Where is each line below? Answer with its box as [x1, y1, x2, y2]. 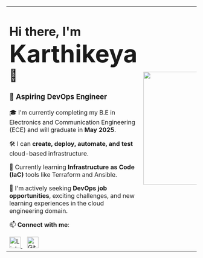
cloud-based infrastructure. [9, 149, 89, 157]
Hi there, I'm [9, 24, 82, 39]
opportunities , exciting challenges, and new [9, 191, 135, 200]
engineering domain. [9, 206, 68, 215]
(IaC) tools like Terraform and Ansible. [9, 170, 118, 178]
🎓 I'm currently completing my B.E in [9, 108, 116, 116]
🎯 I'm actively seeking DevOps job [9, 184, 108, 192]
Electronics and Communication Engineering [9, 118, 136, 126]
